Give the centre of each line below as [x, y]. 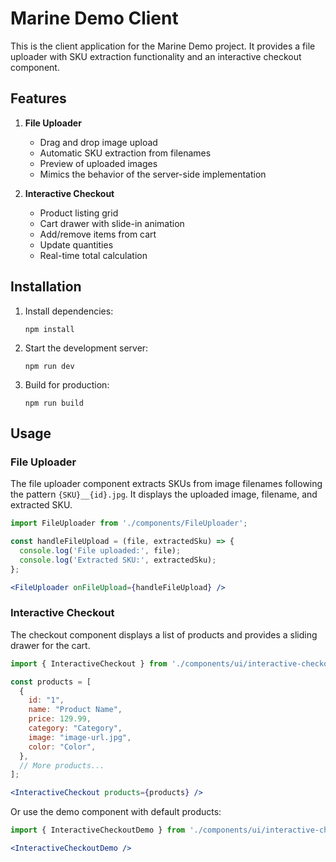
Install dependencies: [69, 311]
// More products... [62, 765]
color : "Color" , [62, 747]
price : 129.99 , [60, 719]
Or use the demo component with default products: [116, 812]
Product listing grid [79, 213]
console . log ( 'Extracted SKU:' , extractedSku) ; [118, 560]
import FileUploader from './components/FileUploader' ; [129, 523]
